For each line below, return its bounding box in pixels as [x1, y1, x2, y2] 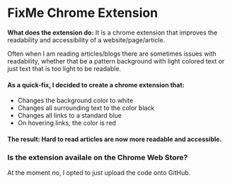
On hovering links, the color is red [17, 118, 117, 128]
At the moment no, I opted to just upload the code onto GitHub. [7, 168, 191, 177]
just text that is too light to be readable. [7, 64, 122, 73]
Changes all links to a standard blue [17, 111, 122, 120]
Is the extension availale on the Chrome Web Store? [7, 152, 188, 162]
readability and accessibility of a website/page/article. [7, 35, 166, 44]
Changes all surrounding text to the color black [17, 104, 155, 112]
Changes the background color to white [17, 97, 134, 105]
